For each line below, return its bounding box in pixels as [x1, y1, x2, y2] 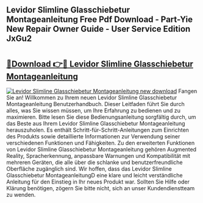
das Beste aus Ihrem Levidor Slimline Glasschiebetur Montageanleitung [6, 120, 185, 127]
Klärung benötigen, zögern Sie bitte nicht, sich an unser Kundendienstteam [6, 185, 195, 191]
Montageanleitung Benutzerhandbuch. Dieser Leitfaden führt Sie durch [6, 101, 185, 107]
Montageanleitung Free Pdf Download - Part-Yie [6, 15, 193, 25]
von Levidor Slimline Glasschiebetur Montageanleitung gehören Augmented [6, 146, 197, 153]
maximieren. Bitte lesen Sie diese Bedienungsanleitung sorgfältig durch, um [6, 113, 196, 121]
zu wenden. [6, 191, 36, 198]
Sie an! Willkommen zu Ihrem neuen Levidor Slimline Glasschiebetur [6, 94, 177, 101]
